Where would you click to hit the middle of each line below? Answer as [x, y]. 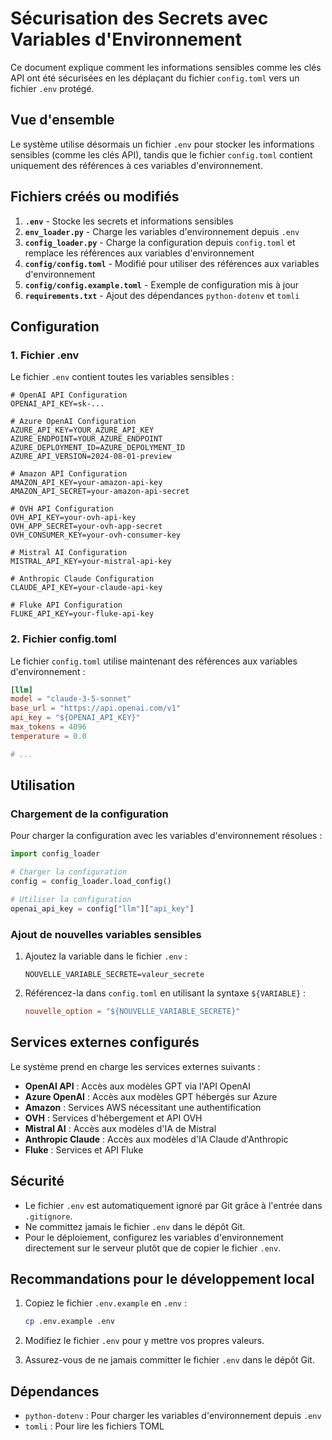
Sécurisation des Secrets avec [139, 18]
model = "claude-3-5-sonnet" [71, 699]
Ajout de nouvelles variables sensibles [106, 934]
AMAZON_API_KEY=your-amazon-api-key [86, 483]
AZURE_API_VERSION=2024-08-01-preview [91, 457]
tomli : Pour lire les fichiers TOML [94, 1426]
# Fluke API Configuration [66, 605]
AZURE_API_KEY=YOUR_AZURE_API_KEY [82, 430]
